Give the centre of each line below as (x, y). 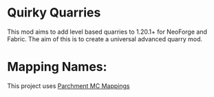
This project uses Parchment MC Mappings (68, 86)
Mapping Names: (57, 67)
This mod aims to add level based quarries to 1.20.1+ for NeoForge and (107, 32)
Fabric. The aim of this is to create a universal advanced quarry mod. (105, 39)
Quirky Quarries (54, 13)
